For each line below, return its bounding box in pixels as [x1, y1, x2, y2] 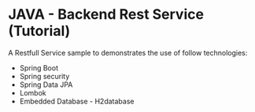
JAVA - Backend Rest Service [8, 5, 205, 23]
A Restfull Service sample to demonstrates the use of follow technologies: [8, 48, 248, 57]
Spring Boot [19, 63, 59, 72]
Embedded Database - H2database [19, 96, 135, 106]
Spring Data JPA [19, 80, 73, 89]
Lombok [19, 88, 47, 97]
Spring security [19, 71, 70, 81]
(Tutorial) [8, 22, 71, 40]
